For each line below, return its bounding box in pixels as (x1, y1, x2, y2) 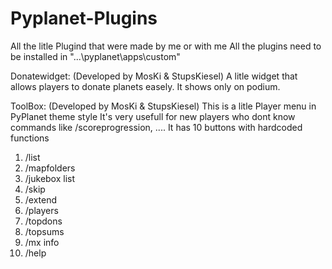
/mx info (24, 236, 60, 248)
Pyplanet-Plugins (10, 7, 158, 30)
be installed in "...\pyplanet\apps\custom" (10, 50, 181, 62)
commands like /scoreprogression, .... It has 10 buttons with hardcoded (10, 121, 303, 133)
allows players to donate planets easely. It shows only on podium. (10, 80, 281, 92)
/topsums (24, 225, 65, 237)
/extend (24, 193, 58, 206)
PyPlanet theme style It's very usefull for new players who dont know (10, 110, 296, 122)
